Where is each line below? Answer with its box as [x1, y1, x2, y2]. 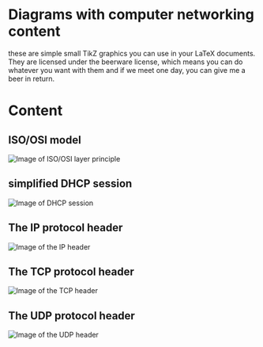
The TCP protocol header [8, 265, 134, 278]
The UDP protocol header [8, 309, 136, 322]
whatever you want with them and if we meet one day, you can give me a [8, 65, 246, 74]
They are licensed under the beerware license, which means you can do [8, 57, 243, 67]
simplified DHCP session [8, 177, 133, 191]
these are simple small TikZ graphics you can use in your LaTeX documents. [8, 48, 256, 58]
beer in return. [8, 74, 55, 83]
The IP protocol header [8, 221, 123, 235]
